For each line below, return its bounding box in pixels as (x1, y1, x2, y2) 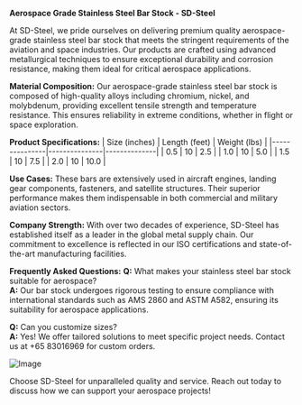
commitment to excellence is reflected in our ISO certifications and (9, 239, 258, 249)
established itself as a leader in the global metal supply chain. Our (9, 229, 254, 240)
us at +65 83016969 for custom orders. (9, 341, 156, 351)
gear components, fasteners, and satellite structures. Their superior (9, 183, 261, 193)
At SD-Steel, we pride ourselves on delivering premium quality (9, 25, 241, 35)
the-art (9, 248, 36, 259)
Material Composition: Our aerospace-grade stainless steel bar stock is (9, 81, 278, 91)
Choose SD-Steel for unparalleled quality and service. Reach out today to (9, 376, 282, 386)
